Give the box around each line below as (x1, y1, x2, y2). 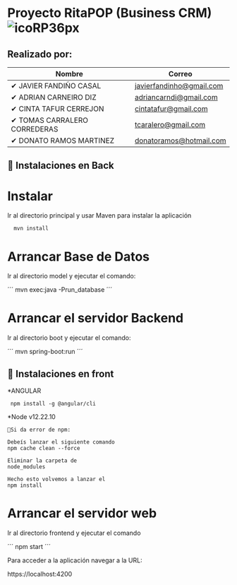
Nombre (55, 69, 83, 78)
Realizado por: (7, 48, 73, 60)
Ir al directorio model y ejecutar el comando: (7, 272, 136, 280)
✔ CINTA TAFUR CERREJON (11, 104, 104, 114)
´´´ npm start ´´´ (7, 542, 51, 550)
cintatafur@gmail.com (134, 104, 208, 114)
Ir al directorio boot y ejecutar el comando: (7, 333, 131, 342)
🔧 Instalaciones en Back (7, 160, 114, 172)
